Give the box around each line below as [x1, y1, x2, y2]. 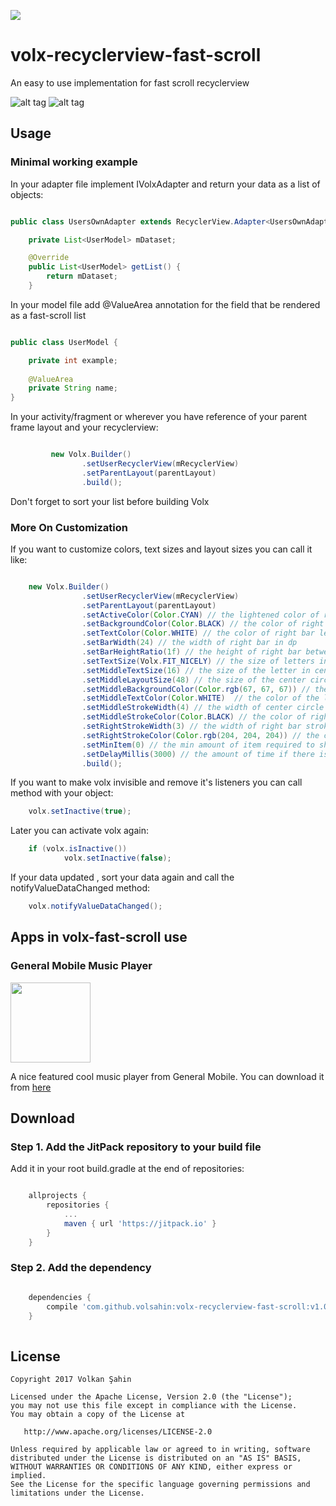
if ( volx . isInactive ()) [28, 844, 128, 854]
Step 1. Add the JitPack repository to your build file [10, 1140, 262, 1154]
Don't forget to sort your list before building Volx [10, 495, 210, 507]
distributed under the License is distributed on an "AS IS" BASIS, [10, 1453, 302, 1464]
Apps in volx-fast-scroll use [10, 929, 188, 946]
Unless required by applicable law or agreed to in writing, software [10, 1445, 311, 1455]
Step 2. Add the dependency [10, 1261, 152, 1275]
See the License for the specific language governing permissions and [10, 1480, 311, 1490]
